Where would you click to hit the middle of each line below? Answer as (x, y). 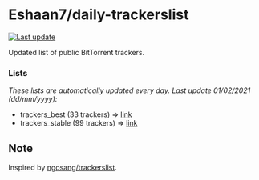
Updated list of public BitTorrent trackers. (77, 52)
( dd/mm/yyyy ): (33, 99)
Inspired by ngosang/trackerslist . (63, 168)
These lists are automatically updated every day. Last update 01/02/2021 (129, 90)
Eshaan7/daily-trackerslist (99, 15)
